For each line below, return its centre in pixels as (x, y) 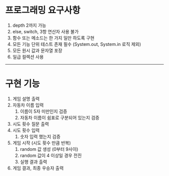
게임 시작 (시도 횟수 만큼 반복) (42, 143)
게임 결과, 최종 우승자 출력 (38, 168)
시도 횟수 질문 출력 (31, 124)
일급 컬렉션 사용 (28, 56)
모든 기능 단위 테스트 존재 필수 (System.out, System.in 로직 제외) (77, 44)
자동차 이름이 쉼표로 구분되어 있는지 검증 (60, 118)
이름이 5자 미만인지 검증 (44, 111)
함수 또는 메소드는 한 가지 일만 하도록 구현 (53, 38)
